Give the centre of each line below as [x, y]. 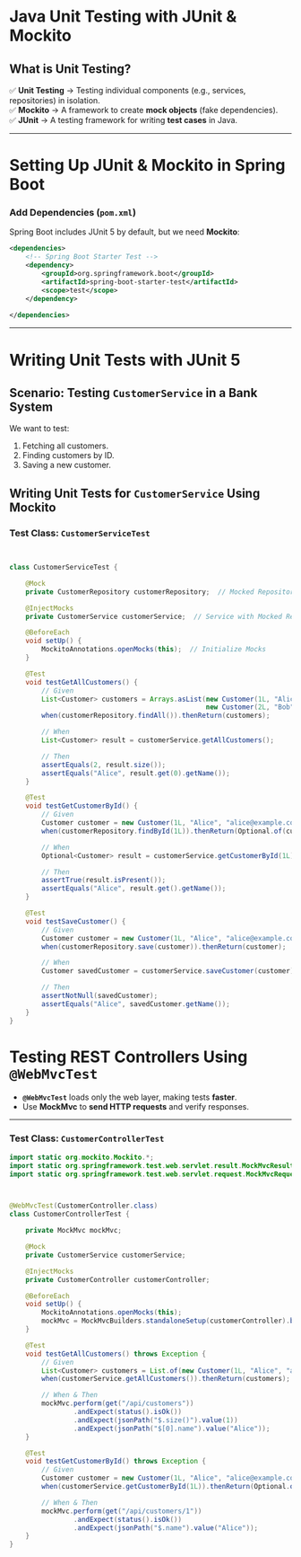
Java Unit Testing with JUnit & [123, 17]
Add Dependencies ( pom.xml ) [73, 213]
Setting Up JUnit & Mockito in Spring [147, 166]
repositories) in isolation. [55, 100]
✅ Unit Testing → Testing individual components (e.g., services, [128, 90]
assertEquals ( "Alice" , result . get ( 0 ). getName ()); [136, 773]
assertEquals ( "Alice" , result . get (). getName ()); [134, 889]
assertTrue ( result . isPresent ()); [104, 880]
